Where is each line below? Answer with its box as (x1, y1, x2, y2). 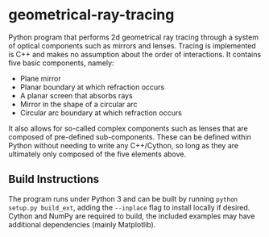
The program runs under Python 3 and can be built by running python (8, 193, 238, 203)
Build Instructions (8, 173, 100, 186)
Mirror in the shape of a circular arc (19, 99, 139, 109)
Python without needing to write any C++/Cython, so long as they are (8, 140, 239, 150)
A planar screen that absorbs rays (19, 90, 133, 100)
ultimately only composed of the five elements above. (8, 149, 187, 159)
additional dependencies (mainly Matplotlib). (8, 219, 156, 229)
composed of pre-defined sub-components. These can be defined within (8, 131, 251, 142)
